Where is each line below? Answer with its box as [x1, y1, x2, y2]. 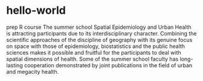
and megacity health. [6, 68, 59, 75]
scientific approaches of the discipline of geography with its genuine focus [6, 36, 193, 43]
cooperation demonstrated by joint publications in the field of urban [24, 61, 193, 69]
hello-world [6, 4, 66, 17]
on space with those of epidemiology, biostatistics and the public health [6, 43, 185, 50]
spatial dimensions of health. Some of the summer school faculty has [6, 55, 179, 62]
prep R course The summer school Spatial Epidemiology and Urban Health [6, 23, 192, 31]
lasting [6, 61, 23, 69]
